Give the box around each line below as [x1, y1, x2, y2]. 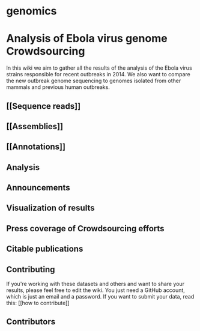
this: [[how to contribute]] [6, 299, 70, 307]
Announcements [6, 183, 70, 193]
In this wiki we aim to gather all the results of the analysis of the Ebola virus [6, 64, 192, 71]
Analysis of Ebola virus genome [6, 32, 168, 46]
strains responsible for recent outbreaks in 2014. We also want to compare [6, 71, 190, 78]
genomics [6, 4, 57, 18]
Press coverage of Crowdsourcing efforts [6, 223, 165, 234]
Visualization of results [6, 203, 95, 213]
